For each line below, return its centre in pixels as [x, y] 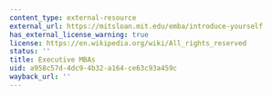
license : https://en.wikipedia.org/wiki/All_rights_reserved [128, 43]
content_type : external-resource [73, 18]
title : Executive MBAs [52, 60]
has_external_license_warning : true [79, 34]
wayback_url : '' [40, 77]
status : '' [30, 52]
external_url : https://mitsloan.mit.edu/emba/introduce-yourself [136, 26]
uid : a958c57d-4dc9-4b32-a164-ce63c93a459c [94, 69]
